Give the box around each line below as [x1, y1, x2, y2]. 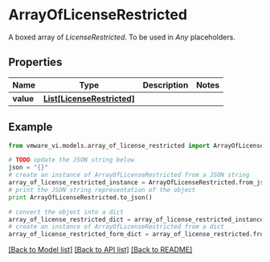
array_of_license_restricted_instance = [8, 178, 146, 186]
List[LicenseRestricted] [43, 92, 135, 104]
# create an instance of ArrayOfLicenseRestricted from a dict [8, 223, 225, 231]
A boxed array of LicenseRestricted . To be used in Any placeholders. [8, 32, 235, 42]
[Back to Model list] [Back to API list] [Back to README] [8, 245, 193, 255]
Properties [8, 55, 63, 69]
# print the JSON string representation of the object [8, 186, 196, 194]
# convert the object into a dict [8, 207, 125, 216]
